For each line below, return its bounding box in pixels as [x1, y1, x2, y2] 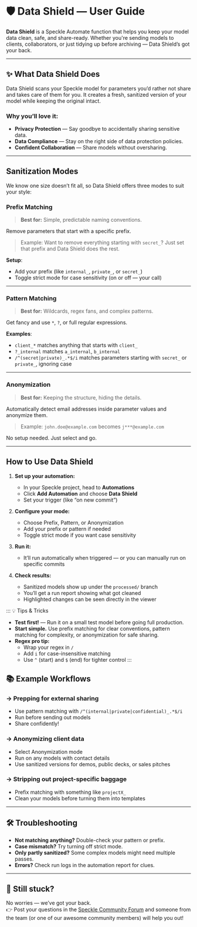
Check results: [14, 571, 52, 578]
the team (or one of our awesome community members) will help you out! [6, 915, 184, 922]
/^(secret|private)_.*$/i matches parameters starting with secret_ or [14, 354, 187, 361]
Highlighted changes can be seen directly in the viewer [23, 596, 157, 603]
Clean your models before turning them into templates [14, 794, 145, 801]
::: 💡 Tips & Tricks [6, 607, 49, 614]
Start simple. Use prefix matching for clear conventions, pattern [14, 625, 170, 632]
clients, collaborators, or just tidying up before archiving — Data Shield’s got [6, 40, 190, 48]
